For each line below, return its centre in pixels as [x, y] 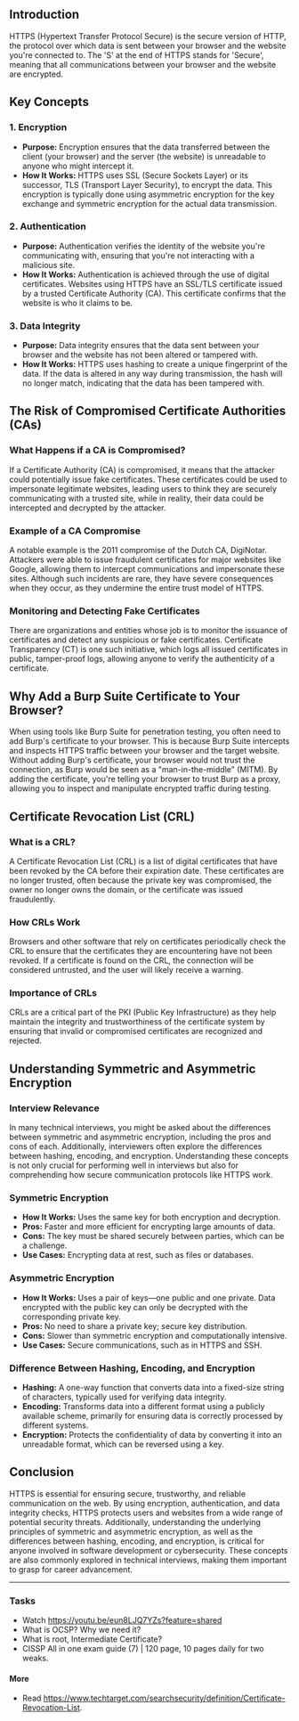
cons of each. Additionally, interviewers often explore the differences [136, 1146]
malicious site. [48, 265]
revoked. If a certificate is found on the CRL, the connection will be [131, 960]
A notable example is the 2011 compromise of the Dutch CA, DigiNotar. [138, 551]
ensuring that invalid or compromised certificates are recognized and [136, 1032]
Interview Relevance [54, 1108]
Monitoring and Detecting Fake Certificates [105, 611]
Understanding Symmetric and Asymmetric [133, 1068]
